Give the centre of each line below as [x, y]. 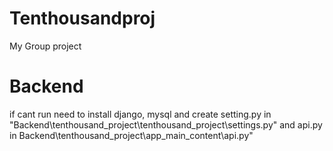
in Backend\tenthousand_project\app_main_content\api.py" [131, 135]
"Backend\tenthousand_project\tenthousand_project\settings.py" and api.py [166, 124]
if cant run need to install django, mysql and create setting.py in [140, 114]
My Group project [45, 46]
